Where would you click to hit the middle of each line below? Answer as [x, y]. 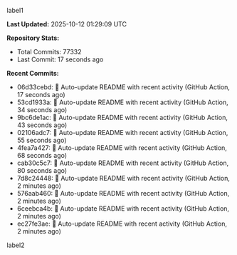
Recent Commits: [33, 73]
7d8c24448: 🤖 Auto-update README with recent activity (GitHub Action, [123, 178]
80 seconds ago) [42, 170]
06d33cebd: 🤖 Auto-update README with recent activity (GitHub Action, [123, 87]
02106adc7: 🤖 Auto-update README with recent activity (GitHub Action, [122, 132]
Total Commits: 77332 [49, 52]
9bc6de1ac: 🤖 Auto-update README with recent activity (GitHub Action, [122, 117]
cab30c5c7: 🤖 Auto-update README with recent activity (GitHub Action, [123, 163]
